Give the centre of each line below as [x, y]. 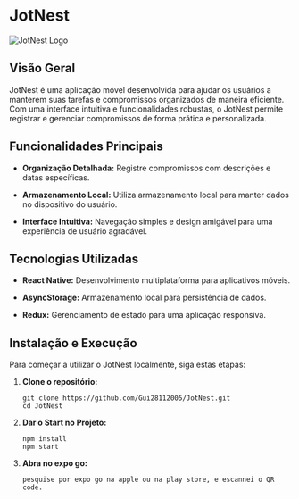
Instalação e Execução [73, 343]
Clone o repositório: [60, 382]
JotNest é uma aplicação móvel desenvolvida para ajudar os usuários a [141, 89]
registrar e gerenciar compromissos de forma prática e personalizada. [138, 118]
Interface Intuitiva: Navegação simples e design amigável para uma [147, 221]
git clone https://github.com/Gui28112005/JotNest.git [126, 398]
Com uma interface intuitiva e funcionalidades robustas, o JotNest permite [146, 109]
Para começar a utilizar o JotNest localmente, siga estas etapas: [128, 365]
